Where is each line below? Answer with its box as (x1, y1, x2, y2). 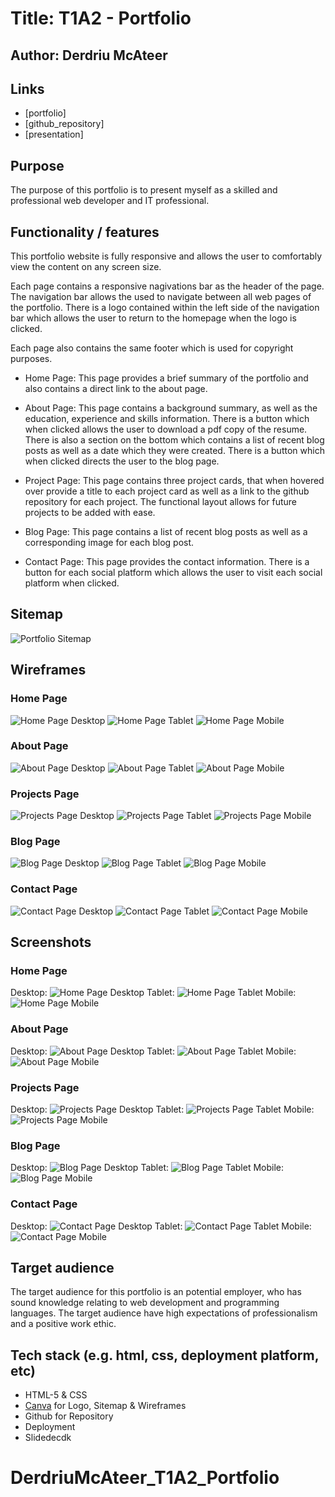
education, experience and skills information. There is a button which (24, 413, 310, 425)
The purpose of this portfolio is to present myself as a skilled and (10, 184, 278, 196)
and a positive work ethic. (10, 1318, 117, 1330)
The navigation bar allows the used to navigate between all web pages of (10, 291, 312, 303)
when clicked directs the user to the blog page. (24, 455, 220, 467)
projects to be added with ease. (24, 507, 156, 519)
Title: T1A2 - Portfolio (10, 7, 192, 30)
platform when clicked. (24, 577, 120, 589)
